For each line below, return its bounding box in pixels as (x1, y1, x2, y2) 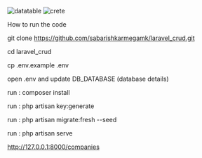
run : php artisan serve (7, 129, 73, 137)
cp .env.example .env (7, 61, 69, 70)
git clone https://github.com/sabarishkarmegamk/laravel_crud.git (7, 34, 195, 42)
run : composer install (7, 88, 70, 96)
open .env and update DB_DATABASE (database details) (7, 74, 170, 83)
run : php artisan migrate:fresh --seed (7, 116, 117, 124)
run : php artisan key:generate (7, 102, 95, 110)
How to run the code (7, 20, 67, 28)
